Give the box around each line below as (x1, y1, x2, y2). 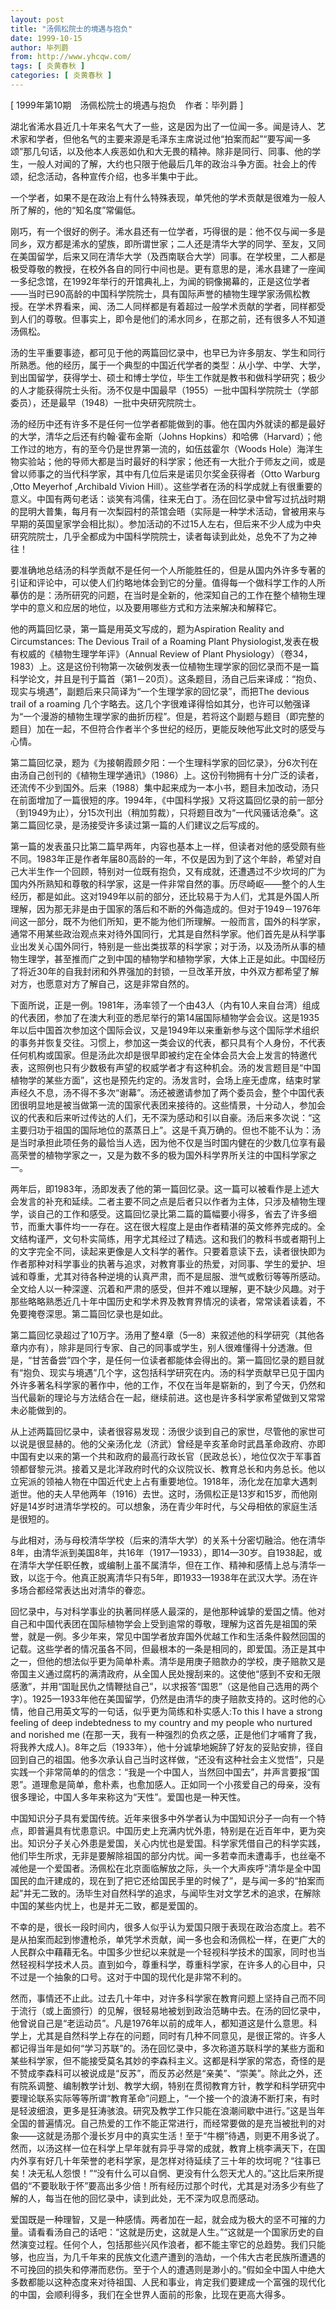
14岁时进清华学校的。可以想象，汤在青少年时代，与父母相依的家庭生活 (27, 1500, 318, 1512)
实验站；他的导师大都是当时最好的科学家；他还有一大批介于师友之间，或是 (18, 455, 326, 467)
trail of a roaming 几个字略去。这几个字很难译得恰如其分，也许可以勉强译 (10, 697, 311, 710)
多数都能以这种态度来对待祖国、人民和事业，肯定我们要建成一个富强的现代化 (10, 2276, 326, 2288)
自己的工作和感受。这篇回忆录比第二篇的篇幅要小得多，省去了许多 (36, 1207, 308, 1220)
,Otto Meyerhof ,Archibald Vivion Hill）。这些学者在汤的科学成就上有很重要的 (10, 480, 323, 492)
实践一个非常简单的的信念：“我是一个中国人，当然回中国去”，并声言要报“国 (10, 1766, 320, 1778)
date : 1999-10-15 (10, 33, 83, 43)
